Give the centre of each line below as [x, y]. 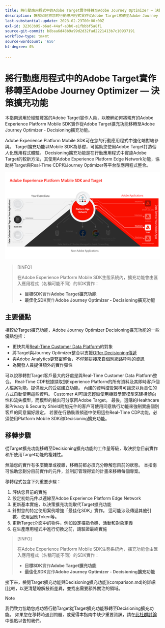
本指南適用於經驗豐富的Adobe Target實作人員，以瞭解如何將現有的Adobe [79, 118]
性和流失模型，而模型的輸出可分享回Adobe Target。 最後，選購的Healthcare [82, 400]
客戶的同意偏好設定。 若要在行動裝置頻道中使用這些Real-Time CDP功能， [79, 412]
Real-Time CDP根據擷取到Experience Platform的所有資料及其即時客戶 [85, 381]
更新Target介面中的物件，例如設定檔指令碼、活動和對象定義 [73, 523]
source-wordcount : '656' [30, 42]
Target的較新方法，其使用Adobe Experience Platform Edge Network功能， [80, 159]
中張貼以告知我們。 [25, 621]
